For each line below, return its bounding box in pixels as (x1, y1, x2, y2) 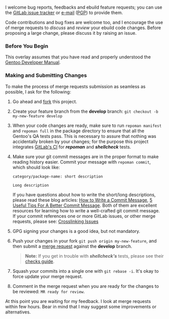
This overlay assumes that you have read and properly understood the (5, 54, 151, 60)
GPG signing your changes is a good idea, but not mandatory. (12, 228, 140, 234)
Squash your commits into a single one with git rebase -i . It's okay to (12, 268, 159, 274)
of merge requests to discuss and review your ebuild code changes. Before (5, 25, 161, 31)
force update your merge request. (12, 273, 83, 279)
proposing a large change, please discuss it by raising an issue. (5, 30, 137, 36)
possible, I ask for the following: (5, 89, 71, 95)
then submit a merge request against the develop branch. (12, 243, 132, 249)
